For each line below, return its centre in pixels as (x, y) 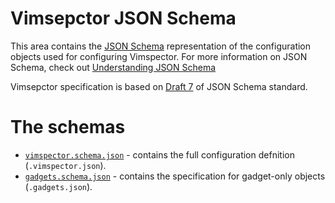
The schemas (68, 127)
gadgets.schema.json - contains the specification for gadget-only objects (175, 176)
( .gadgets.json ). (58, 186)
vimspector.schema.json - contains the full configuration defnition (159, 154)
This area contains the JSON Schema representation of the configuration (161, 46)
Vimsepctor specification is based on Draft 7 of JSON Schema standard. (159, 86)
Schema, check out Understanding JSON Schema (113, 67)
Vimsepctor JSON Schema (123, 18)
